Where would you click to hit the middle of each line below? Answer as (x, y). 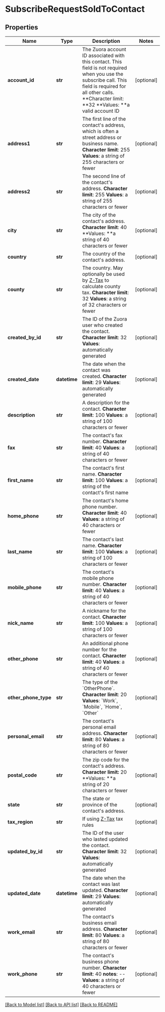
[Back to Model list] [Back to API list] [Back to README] (61, 1005)
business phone (101, 962)
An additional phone (105, 643)
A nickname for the (104, 611)
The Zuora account (104, 49)
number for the (99, 650)
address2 (19, 192)
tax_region (20, 822)
